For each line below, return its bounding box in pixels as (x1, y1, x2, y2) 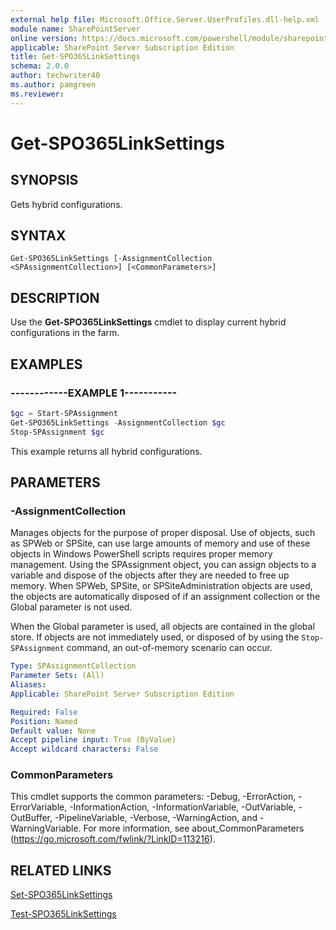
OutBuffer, (10, 812, 53, 824)
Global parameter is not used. (10, 601, 133, 613)
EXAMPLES (10, 356, 83, 373)
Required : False (10, 707, 78, 717)
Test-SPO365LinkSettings (10, 908, 117, 920)
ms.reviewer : (10, 89, 65, 99)
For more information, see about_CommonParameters (83, 822, 305, 835)
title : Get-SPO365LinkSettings (10, 52, 141, 62)
